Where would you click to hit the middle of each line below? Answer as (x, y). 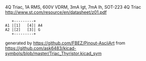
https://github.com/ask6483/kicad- (41, 48)
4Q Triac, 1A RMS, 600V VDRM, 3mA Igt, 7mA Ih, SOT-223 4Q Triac (73, 7)
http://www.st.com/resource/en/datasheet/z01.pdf (56, 12)
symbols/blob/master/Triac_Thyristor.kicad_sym (53, 53)
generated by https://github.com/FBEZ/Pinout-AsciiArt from (65, 43)
